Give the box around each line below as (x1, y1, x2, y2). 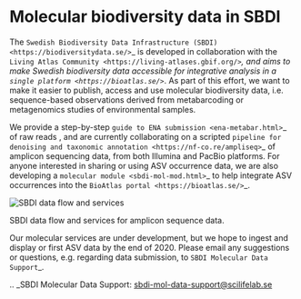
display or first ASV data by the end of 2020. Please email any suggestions (9, 242, 290, 253)
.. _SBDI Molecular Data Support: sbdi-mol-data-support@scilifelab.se (9, 279, 273, 290)
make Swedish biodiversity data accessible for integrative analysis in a (9, 65, 277, 76)
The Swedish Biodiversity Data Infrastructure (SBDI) (9, 36, 218, 47)
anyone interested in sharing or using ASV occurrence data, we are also (9, 160, 279, 171)
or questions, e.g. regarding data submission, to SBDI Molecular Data (9, 252, 268, 263)
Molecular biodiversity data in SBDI (9, 6, 281, 27)
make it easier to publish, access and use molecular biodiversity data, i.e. (9, 85, 284, 95)
